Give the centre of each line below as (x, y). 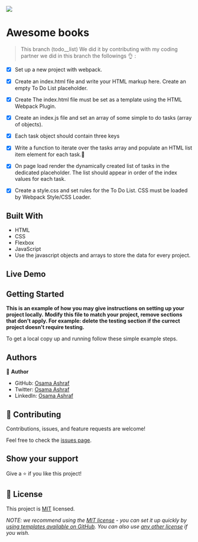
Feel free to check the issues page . (49, 440)
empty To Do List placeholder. (51, 88)
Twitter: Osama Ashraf (42, 390)
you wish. (18, 533)
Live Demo (26, 274)
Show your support (42, 459)
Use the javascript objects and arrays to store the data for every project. (103, 256)
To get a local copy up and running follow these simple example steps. (92, 339)
